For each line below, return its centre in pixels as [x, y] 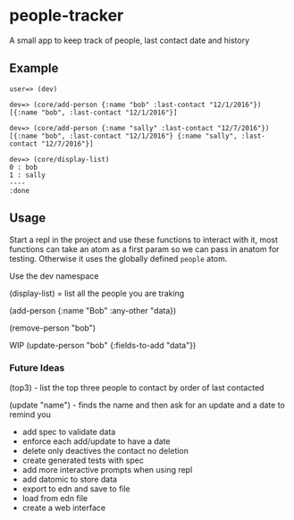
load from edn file [55, 498]
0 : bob [24, 167]
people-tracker [67, 16]
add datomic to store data [70, 479]
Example [34, 68]
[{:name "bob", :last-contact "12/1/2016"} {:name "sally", [124, 136]
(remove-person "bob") [53, 328]
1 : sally [28, 175]
